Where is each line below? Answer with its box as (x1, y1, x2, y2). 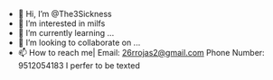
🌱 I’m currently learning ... (17, 28, 115, 38)
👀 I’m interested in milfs (17, 18, 106, 29)
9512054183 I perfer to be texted (17, 60, 140, 71)
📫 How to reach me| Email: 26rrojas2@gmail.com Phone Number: (17, 48, 265, 58)
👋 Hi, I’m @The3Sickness (17, 9, 112, 19)
